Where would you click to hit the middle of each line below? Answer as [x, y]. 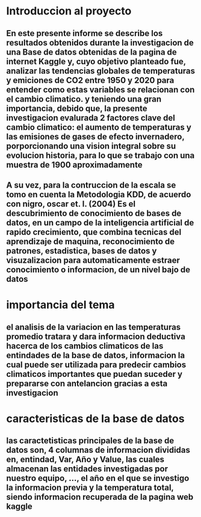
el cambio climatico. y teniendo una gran [84, 99]
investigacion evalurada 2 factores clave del [91, 118]
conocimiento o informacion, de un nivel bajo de [98, 270]
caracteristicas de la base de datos [95, 418]
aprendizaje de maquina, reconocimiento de [91, 241]
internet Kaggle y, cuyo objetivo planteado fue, [96, 61]
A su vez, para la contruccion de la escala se [91, 185]
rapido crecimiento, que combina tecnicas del [94, 232]
